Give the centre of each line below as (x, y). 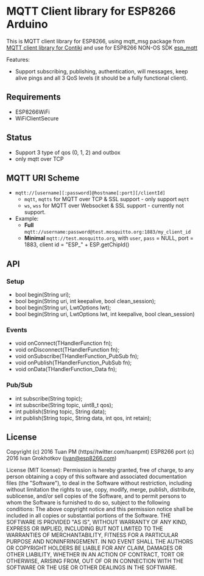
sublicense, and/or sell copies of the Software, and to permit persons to (97, 496)
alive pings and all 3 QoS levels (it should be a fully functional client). (101, 78)
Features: (18, 59)
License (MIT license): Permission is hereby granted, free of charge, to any (100, 470)
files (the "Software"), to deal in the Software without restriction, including (99, 483)
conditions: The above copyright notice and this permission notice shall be (100, 509)
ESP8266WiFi (32, 112)
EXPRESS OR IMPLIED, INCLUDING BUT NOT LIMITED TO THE (85, 529)
